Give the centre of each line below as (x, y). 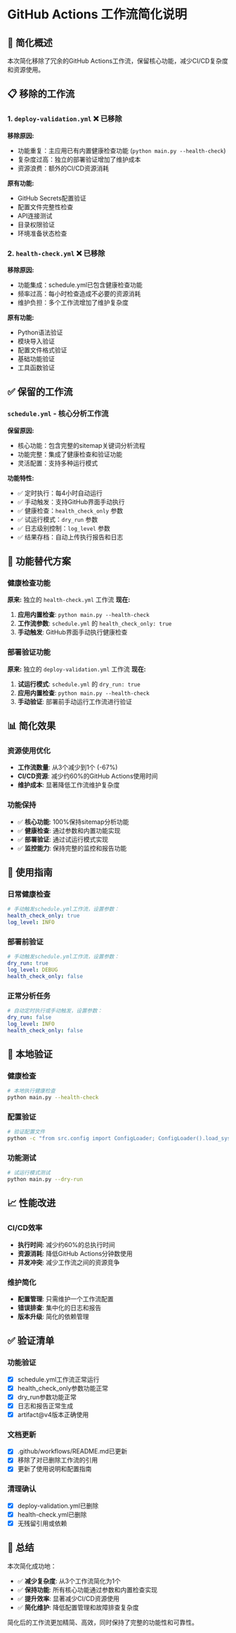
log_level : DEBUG (33, 970)
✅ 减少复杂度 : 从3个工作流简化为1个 (69, 1581)
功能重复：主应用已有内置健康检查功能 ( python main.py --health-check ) (122, 150)
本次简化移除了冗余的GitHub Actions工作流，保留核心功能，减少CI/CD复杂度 (118, 61)
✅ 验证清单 (31, 1341)
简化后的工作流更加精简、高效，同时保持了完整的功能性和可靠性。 (103, 1622)
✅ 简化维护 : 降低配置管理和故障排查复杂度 (78, 1607)
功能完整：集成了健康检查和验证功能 (70, 454)
